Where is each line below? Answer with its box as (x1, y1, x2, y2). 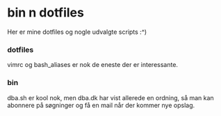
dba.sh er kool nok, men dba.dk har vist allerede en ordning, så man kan (7, 93, 214, 101)
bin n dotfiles (7, 5, 85, 21)
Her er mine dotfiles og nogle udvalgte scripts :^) (7, 28, 147, 36)
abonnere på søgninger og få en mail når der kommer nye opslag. (7, 101, 195, 109)
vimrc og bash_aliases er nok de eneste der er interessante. (7, 61, 179, 69)
